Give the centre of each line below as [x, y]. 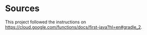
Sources [22, 9]
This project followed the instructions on [46, 22]
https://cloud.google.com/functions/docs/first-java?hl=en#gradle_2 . [74, 27]
